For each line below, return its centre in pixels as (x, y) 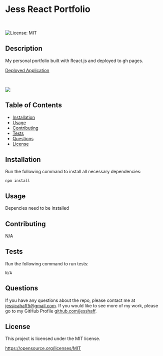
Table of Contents (34, 105)
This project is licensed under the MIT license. (53, 338)
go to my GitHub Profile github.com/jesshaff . (51, 311)
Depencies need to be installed (37, 208)
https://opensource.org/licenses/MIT (43, 348)
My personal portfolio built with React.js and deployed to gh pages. (74, 61)
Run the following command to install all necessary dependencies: (73, 172)
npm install (17, 181)
